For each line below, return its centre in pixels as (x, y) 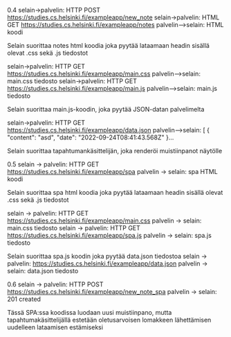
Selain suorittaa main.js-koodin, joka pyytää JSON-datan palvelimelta (106, 109)
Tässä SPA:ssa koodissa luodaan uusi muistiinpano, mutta (90, 312)
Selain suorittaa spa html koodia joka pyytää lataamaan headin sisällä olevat (115, 192)
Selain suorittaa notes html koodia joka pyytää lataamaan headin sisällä (108, 45)
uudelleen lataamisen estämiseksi (55, 327)
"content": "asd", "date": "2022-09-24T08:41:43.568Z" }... (91, 137)
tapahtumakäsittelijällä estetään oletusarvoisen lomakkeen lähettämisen (109, 320)
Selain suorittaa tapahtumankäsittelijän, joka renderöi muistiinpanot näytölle (115, 151)
